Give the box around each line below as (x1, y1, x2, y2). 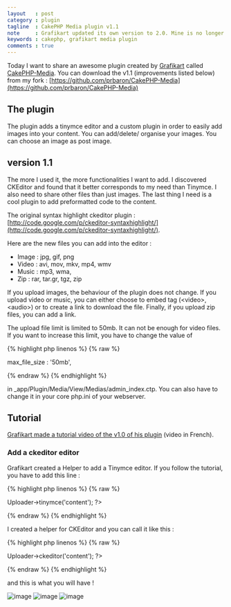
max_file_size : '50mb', (7, 358, 72, 366)
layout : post (7, 10, 54, 17)
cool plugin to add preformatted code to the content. (7, 197, 157, 205)
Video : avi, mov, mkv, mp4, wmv (17, 259, 112, 268)
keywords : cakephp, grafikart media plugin (7, 36, 138, 43)
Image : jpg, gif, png (17, 253, 75, 261)
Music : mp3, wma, (17, 267, 72, 275)
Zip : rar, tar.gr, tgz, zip (17, 275, 82, 283)
